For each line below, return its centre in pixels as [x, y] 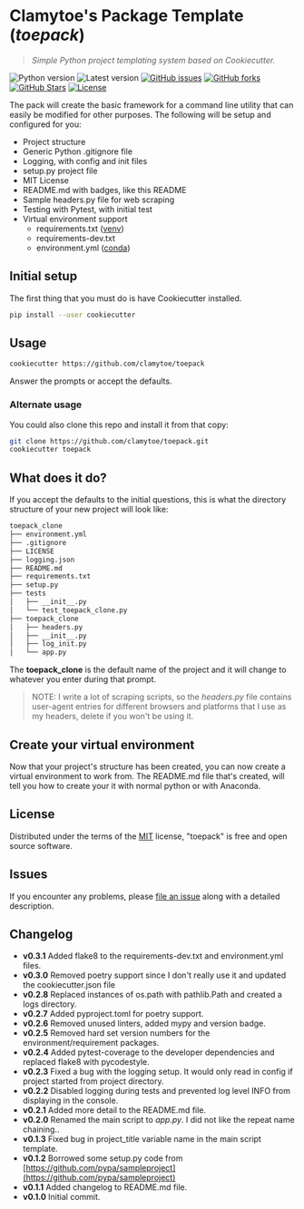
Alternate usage [46, 405]
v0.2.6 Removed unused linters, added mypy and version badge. [144, 1024]
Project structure [54, 141]
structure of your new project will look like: [89, 510]
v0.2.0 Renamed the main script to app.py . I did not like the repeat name [158, 1120]
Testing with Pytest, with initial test [87, 209]
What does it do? [58, 478]
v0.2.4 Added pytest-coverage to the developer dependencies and [148, 1052]
